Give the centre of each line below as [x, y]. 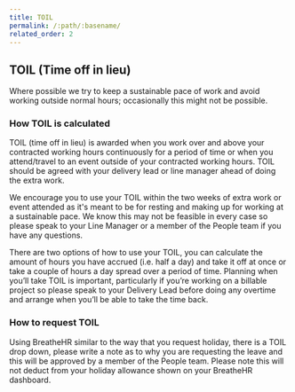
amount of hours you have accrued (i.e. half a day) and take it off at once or [148, 262]
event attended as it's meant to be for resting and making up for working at [147, 207]
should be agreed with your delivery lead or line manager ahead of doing [143, 171]
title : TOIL [31, 17]
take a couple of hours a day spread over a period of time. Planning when [144, 271]
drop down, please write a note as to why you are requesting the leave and [146, 351]
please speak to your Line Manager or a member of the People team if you [145, 226]
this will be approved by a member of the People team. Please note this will [147, 361]
